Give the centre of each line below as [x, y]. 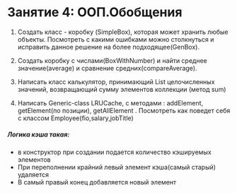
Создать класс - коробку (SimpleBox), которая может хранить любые [123, 32]
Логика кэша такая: [39, 134]
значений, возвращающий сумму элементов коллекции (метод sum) [122, 89]
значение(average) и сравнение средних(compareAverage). [107, 68]
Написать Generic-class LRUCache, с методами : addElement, [110, 103]
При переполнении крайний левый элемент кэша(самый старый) [117, 167]
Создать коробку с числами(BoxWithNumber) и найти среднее [112, 60]
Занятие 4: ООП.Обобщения [95, 12]
